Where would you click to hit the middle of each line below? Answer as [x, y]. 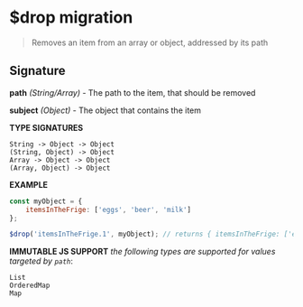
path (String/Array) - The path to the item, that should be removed [133, 92]
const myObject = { [46, 201]
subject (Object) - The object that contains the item [105, 110]
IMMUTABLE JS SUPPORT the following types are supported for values [142, 252]
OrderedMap [30, 286]
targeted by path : [41, 261]
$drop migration [71, 18]
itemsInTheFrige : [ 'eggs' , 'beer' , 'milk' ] [109, 209]
